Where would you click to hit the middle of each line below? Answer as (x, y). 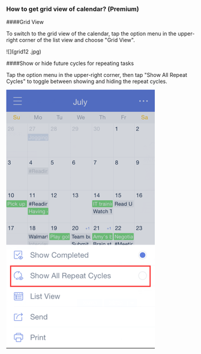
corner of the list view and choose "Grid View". (77, 40)
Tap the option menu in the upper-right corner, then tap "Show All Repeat (97, 75)
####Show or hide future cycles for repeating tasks (70, 63)
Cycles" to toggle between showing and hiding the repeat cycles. (87, 81)
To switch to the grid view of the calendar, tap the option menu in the (91, 34)
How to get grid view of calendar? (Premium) (73, 9)
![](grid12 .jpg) (24, 52)
